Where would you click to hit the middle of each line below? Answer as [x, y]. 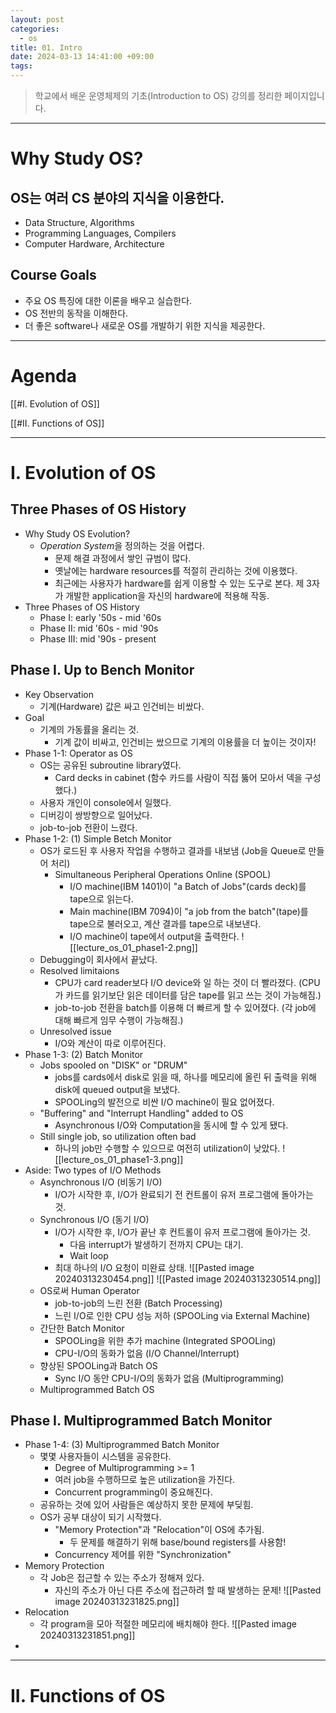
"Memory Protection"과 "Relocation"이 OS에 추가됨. [159, 1530]
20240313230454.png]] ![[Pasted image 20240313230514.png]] [188, 1278]
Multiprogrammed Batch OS [97, 1389]
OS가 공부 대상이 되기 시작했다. [100, 1517]
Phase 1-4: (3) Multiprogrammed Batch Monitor [122, 1445]
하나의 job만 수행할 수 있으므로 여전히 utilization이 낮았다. [167, 1148]
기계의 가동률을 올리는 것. [89, 729]
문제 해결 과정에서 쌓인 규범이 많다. [123, 558]
